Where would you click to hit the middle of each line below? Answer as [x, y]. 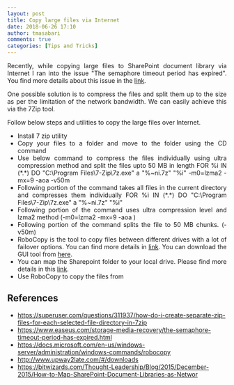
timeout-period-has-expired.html [65, 337]
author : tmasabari [34, 33]
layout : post [26, 14]
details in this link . [43, 269]
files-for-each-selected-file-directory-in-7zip [82, 322]
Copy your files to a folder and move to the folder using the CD [122, 143]
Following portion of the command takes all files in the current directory [122, 188]
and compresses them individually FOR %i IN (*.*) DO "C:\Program [122, 195]
